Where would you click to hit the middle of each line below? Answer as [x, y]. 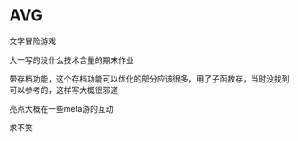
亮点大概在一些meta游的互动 [61, 108]
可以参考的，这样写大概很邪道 [64, 90]
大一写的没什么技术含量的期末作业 [72, 59]
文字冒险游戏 [32, 41]
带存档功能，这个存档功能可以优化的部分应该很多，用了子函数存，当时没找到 [149, 78]
